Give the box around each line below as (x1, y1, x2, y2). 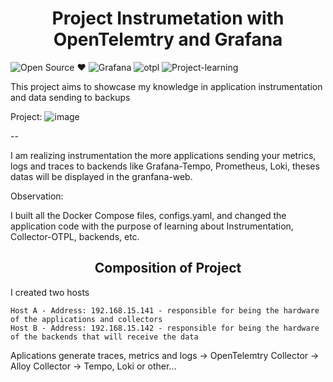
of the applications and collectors (10, 314, 163, 324)
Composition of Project (94, 260, 242, 277)
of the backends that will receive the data (10, 332, 199, 342)
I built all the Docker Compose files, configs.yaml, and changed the (10, 209, 287, 221)
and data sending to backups (10, 91, 131, 103)
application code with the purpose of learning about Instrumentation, (10, 220, 294, 232)
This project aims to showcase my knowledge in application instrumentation (10, 80, 323, 92)
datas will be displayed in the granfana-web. (10, 170, 193, 182)
